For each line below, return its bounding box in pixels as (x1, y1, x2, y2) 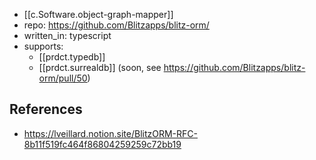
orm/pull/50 (38, 72, 88, 84)
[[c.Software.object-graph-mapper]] (23, 9, 174, 20)
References (9, 101, 83, 118)
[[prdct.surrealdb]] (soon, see (38, 62, 162, 73)
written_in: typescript (23, 30, 112, 41)
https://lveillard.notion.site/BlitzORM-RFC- (23, 127, 198, 139)
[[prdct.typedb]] (38, 51, 106, 63)
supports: (23, 40, 64, 52)
